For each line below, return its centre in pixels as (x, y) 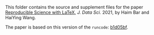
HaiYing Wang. (21, 17)
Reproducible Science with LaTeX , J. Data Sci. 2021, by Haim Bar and (77, 12)
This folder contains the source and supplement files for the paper (74, 7)
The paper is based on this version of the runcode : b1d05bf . (67, 27)
